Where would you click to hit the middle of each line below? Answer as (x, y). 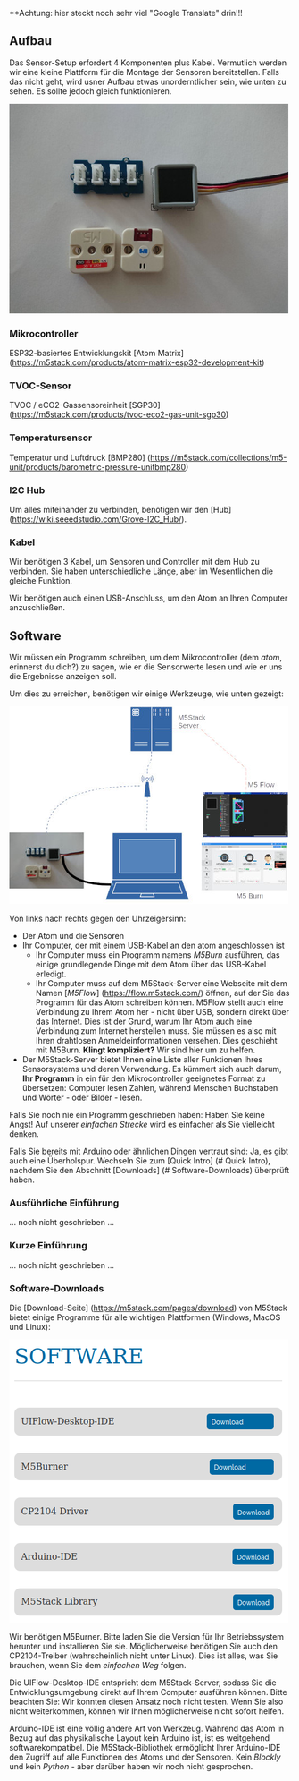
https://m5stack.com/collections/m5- (219, 457)
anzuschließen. (37, 608)
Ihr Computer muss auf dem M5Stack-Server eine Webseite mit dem (161, 984)
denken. (24, 1134)
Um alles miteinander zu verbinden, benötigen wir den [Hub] (120, 510)
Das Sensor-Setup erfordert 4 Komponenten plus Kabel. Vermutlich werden (148, 63)
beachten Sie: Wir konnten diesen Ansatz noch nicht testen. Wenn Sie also (146, 1701)
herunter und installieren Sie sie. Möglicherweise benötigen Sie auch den (144, 1646)
